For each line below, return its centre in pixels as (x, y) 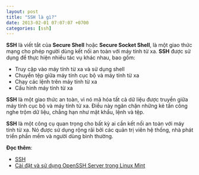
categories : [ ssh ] (29, 28)
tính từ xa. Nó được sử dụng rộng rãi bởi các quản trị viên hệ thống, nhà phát (100, 130)
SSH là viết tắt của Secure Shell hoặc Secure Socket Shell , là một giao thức (99, 45)
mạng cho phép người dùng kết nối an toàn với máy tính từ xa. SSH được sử (99, 52)
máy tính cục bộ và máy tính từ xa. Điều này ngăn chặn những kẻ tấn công (97, 106)
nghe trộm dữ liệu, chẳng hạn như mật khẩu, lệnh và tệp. (75, 112)
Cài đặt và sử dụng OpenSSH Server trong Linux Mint (80, 166)
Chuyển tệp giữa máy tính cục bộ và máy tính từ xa (77, 75)
